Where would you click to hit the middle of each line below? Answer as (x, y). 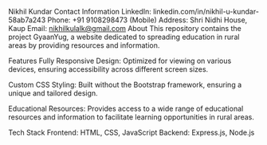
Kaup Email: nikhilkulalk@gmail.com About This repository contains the (125, 28)
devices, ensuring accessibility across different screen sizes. (108, 69)
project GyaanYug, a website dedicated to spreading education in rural (124, 37)
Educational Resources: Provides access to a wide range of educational (126, 108)
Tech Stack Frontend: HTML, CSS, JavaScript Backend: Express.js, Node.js (132, 132)
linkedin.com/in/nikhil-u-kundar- (206, 12)
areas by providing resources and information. (84, 45)
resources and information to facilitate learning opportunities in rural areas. (132, 117)
